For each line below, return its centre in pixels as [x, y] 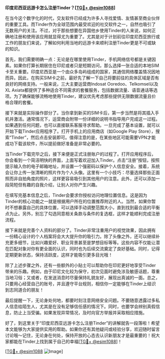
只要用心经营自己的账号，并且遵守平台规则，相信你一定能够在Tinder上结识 [81, 284]
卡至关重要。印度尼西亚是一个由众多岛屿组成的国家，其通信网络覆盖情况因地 [82, 72]
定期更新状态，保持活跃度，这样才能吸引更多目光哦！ [59, 255]
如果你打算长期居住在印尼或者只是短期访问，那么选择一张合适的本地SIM [86, 65]
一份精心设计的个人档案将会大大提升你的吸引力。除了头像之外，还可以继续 [80, 236]
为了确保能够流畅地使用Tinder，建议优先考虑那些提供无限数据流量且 [82, 96]
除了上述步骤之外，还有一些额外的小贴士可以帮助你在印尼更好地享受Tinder [81, 265]
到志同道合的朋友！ [25, 290]
